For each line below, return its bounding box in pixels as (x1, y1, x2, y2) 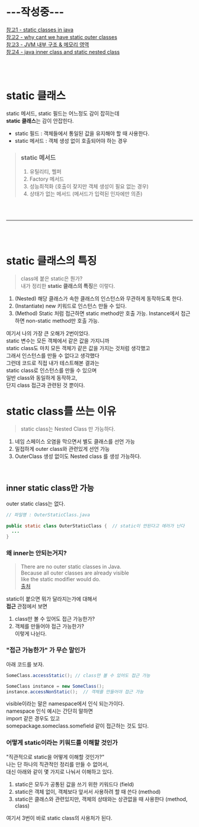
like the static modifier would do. (20, 575, 101, 582)
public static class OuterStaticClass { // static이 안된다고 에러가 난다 (6, 523, 185, 529)
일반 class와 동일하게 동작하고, (6, 374, 78, 382)
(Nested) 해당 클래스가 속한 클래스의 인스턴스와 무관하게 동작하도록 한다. (14, 295, 184, 302)
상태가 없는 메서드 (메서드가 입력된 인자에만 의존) (29, 190, 143, 197)
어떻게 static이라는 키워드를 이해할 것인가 (6, 739, 118, 747)
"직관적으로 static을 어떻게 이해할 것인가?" (6, 753, 105, 760)
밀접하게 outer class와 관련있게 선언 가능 (14, 445, 110, 453)
